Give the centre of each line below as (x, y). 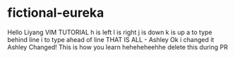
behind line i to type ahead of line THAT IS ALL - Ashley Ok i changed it (111, 39)
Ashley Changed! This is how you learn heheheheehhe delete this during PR (117, 47)
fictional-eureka (56, 13)
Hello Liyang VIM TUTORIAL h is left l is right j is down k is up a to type (110, 32)
